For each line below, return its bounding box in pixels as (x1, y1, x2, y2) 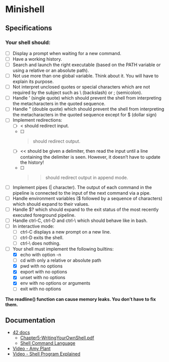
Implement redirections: (12, 117, 62, 123)
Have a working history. (12, 56, 62, 62)
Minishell (5, 4, 45, 15)
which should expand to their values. (12, 201, 90, 207)
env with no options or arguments (20, 280, 91, 286)
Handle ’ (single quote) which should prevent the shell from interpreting (12, 95, 162, 101)
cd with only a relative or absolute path (20, 257, 102, 263)
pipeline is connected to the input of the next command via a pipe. (12, 190, 151, 196)
